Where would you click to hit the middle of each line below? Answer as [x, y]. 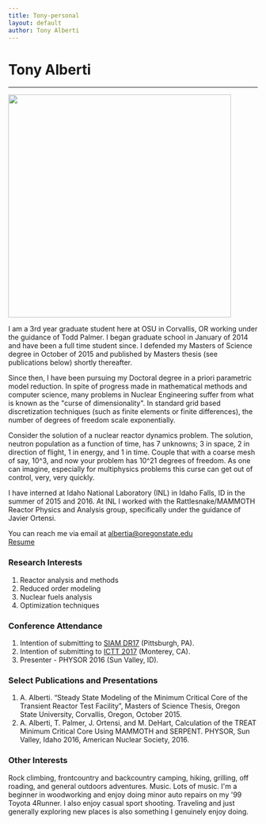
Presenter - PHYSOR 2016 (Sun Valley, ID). [89, 660]
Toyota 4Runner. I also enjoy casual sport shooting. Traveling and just [122, 803]
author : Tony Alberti [44, 30]
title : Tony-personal [44, 15]
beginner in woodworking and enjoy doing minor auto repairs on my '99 [125, 795]
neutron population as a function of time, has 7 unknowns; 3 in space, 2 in [129, 444]
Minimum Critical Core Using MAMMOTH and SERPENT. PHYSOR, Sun [135, 731]
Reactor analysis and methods [69, 580]
